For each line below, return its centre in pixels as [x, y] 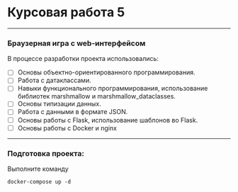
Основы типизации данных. [59, 104]
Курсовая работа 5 [66, 12]
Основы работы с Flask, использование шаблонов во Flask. [108, 120]
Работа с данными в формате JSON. [73, 112]
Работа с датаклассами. [54, 80]
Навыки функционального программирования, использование [113, 89]
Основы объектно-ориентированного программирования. [106, 72]
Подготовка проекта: [46, 153]
